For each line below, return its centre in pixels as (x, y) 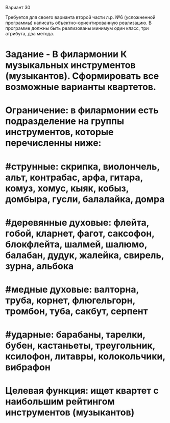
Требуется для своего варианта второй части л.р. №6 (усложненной (80, 17)
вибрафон (28, 367)
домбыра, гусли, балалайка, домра (85, 199)
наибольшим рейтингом (60, 402)
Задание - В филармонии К (66, 55)
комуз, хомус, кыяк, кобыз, (67, 188)
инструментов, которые (59, 132)
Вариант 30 (18, 7)
